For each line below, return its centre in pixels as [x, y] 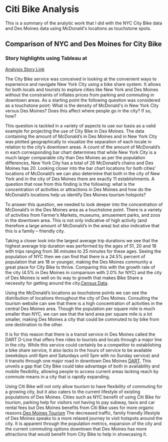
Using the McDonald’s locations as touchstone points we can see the [76, 293]
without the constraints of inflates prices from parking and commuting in [80, 95]
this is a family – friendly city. [35, 231]
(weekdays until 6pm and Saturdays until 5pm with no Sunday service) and [82, 355]
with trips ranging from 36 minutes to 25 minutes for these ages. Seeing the [83, 251]
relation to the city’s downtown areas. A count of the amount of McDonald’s [83, 147]
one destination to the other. [34, 324]
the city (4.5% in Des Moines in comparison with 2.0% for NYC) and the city [83, 272]
